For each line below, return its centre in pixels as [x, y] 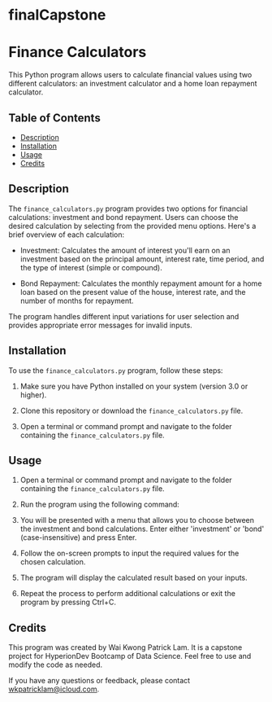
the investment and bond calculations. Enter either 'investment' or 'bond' [142, 529]
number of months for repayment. [77, 301]
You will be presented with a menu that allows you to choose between [137, 520]
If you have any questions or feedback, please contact [99, 681]
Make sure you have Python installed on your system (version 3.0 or [134, 386]
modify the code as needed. [56, 665]
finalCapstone [57, 15]
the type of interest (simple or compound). [91, 267]
